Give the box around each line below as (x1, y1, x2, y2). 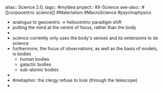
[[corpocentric (5, 9, 35, 15)
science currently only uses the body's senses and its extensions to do (12, 35, 159, 41)
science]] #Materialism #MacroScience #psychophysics (35, 9, 152, 15)
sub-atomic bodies (19, 67, 59, 73)
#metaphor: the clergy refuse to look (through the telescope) (12, 77, 138, 83)
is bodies (12, 51, 31, 57)
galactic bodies (19, 62, 51, 67)
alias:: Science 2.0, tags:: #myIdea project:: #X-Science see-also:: (5, 4, 141, 10)
